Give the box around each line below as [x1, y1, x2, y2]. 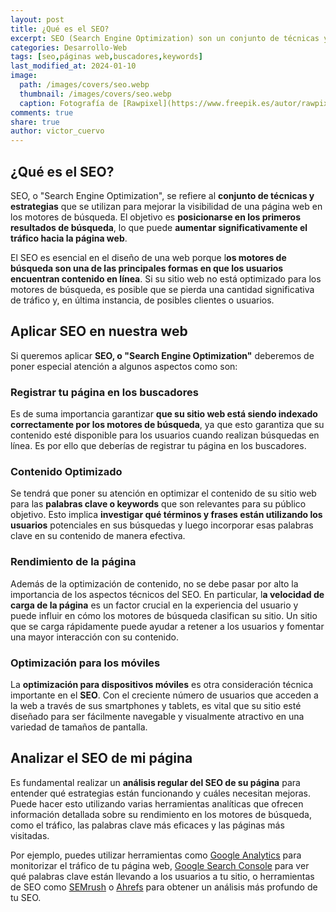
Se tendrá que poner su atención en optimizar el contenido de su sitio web [10, 487, 317, 500]
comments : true [10, 107, 74, 118]
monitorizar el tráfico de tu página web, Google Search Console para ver [10, 859, 310, 871]
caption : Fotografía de [19, 98, 118, 108]
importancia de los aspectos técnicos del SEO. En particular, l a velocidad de [10, 588, 325, 600]
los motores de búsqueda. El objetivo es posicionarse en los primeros [10, 211, 302, 223]
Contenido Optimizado [10, 464, 123, 478]
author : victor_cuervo [10, 126, 105, 136]
